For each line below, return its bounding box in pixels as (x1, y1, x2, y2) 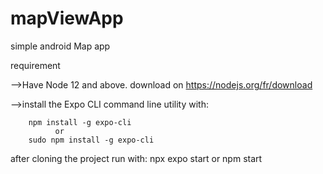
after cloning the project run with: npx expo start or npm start (10, 152, 263, 164)
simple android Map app (10, 40, 111, 52)
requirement (10, 59, 61, 71)
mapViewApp (10, 7, 124, 30)
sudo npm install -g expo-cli (28, 135, 155, 145)
